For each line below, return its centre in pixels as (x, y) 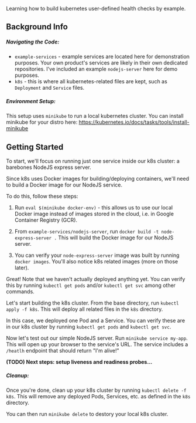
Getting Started (35, 147)
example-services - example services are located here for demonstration (102, 57)
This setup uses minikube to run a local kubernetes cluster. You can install (95, 116)
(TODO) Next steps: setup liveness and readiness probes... (79, 362)
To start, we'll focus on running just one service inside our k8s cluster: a (93, 161)
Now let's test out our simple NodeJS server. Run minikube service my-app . (97, 338)
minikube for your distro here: (42, 122)
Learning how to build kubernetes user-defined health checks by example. (96, 9)
